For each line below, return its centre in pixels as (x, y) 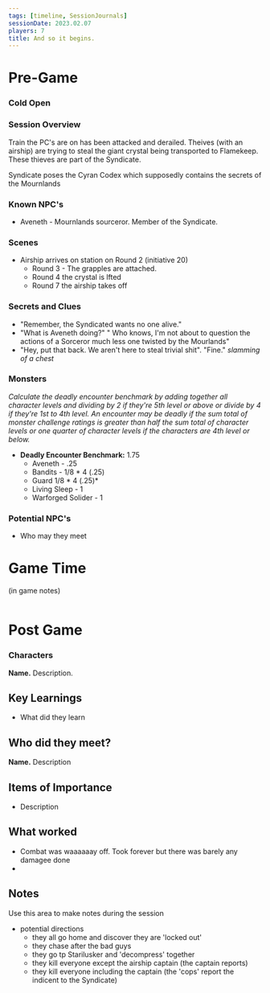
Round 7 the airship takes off (80, 285)
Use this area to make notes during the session (86, 913)
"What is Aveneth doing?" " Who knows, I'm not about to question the (135, 332)
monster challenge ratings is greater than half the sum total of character (129, 422)
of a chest (37, 358)
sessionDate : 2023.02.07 (50, 23)
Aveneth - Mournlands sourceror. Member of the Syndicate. (119, 221)
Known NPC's (36, 204)
